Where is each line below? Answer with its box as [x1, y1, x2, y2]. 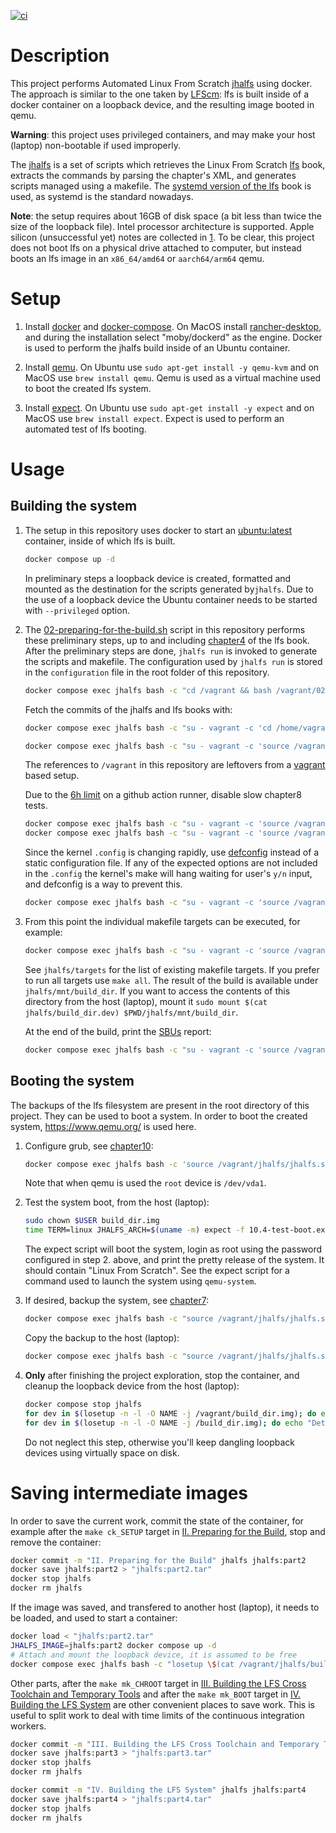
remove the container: [10, 1536, 102, 1548]
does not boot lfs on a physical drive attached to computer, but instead [10, 241, 302, 254]
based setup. [24, 770, 80, 782]
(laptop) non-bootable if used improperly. [10, 139, 182, 151]
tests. [24, 800, 48, 812]
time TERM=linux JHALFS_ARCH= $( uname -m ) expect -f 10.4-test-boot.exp [24, 1225, 330, 1235]
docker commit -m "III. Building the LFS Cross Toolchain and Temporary [10, 1739, 320, 1749]
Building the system [10, 498, 138, 515]
